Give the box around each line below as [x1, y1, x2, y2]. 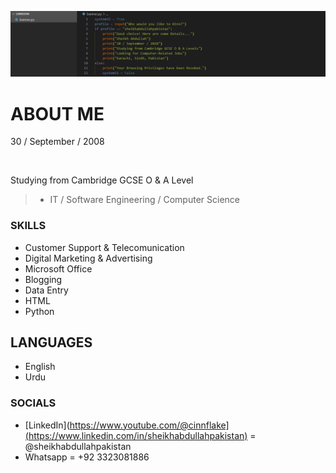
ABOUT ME [10, 102, 105, 125]
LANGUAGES [10, 334, 93, 351]
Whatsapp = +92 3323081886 [24, 451, 150, 463]
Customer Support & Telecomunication [24, 241, 185, 253]
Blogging [24, 273, 63, 285]
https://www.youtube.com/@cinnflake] [69, 419, 230, 431]
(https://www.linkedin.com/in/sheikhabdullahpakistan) [24, 429, 248, 441]
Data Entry [24, 284, 69, 296]
